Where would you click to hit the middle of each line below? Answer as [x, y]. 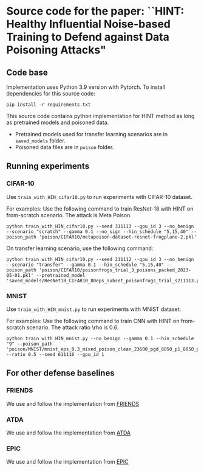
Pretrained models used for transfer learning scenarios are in [91, 134]
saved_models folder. [40, 141]
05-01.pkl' [20, 275]
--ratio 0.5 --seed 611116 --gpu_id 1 [55, 354]
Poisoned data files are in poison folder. [64, 147]
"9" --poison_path [29, 344]
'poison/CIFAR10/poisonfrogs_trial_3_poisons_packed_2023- [115, 270]
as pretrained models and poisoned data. [58, 122]
